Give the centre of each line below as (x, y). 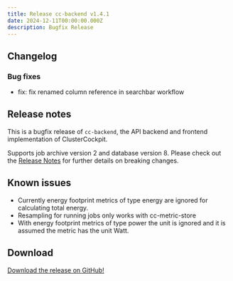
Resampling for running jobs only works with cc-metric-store (107, 215)
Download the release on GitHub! (56, 270)
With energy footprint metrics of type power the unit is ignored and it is (121, 223)
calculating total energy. (53, 208)
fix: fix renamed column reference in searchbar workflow (101, 92)
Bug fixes (24, 76)
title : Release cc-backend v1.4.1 (59, 14)
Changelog (32, 56)
